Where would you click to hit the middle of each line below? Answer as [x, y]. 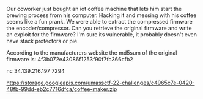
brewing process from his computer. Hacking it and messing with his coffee [102, 15]
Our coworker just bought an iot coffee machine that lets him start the [94, 9]
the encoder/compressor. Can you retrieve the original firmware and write [99, 28]
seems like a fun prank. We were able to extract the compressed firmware [99, 22]
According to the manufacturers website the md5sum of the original [92, 53]
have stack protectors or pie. [42, 41]
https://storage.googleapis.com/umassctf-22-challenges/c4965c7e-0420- [101, 83]
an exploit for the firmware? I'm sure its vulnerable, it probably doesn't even [102, 35]
